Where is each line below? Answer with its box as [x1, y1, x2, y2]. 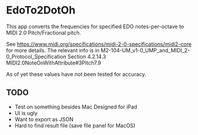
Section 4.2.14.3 [67, 53, 106, 60]
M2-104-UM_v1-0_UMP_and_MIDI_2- [100, 46, 190, 53]
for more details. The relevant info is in [6, 46, 100, 53]
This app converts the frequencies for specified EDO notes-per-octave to [6, 23, 184, 30]
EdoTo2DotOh [6, 4, 75, 17]
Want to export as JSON [14, 116, 74, 123]
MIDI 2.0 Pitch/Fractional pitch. [6, 29, 81, 36]
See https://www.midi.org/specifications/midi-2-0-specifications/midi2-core [6, 41, 192, 48]
